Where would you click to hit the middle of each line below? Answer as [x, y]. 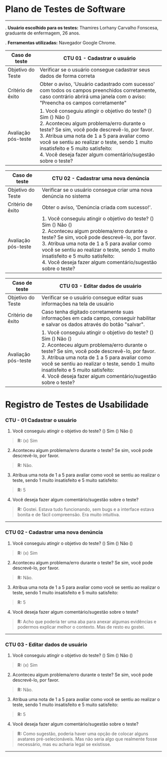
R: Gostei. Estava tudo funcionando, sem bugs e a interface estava [85, 509]
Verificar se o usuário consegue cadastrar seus [95, 69]
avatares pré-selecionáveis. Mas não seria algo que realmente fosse [87, 739]
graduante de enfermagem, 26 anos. [43, 33]
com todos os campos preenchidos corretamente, [98, 90]
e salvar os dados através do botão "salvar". [93, 324]
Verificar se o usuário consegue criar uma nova [97, 190]
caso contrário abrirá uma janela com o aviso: [93, 96]
